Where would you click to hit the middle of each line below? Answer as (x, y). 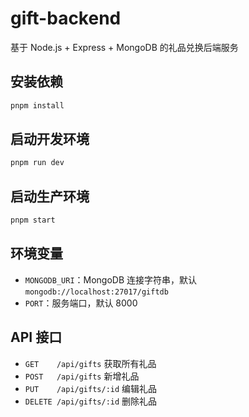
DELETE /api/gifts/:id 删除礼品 (91, 401)
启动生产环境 (50, 196)
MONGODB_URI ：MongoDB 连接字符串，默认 (111, 279)
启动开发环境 (50, 139)
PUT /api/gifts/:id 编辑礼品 (91, 388)
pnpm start (33, 220)
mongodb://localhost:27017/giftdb (96, 292)
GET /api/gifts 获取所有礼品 (90, 363)
